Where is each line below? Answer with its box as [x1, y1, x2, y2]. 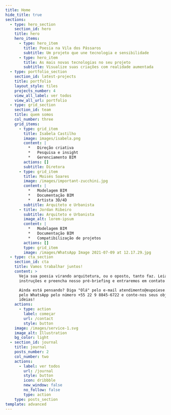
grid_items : [14, 121, 40, 127]
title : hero [14, 31, 40, 36]
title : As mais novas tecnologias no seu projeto [23, 60, 131, 65]
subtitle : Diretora [23, 164, 65, 169]
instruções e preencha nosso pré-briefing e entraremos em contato [18, 278, 165, 284]
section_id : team [14, 107, 51, 112]
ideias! [18, 297, 36, 302]
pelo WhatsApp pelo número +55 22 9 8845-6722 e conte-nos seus [18, 292, 158, 297]
